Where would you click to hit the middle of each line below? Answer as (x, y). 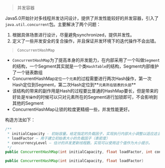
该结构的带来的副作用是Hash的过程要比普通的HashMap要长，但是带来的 (85, 91)
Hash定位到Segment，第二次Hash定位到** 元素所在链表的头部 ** (74, 85)
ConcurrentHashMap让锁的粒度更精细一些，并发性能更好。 (72, 109)
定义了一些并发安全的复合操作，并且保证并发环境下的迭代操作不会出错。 (85, 41)
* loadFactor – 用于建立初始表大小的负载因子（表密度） (58, 138)
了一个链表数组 (27, 72)
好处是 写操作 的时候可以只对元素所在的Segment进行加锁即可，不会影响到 (85, 97)
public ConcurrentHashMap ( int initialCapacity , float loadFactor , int (79, 152)
